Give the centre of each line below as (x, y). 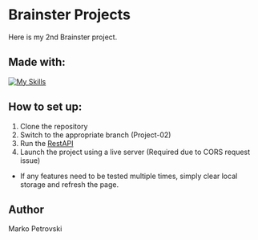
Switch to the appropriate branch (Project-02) (95, 135)
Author (26, 209)
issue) (30, 160)
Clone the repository (54, 126)
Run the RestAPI (46, 143)
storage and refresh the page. (69, 184)
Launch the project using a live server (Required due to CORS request (135, 152)
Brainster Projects (69, 15)
